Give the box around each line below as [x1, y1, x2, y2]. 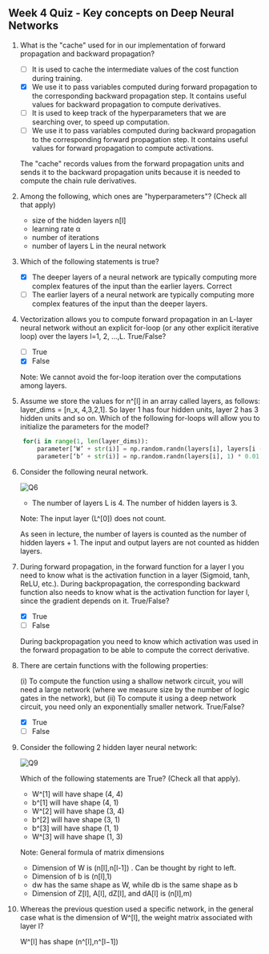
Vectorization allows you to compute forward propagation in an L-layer [19, 315, 253, 324]
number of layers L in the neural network [31, 241, 167, 251]
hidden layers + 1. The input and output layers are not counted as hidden [19, 537, 260, 547]
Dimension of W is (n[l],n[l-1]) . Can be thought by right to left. [31, 863, 236, 873]
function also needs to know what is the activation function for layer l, [19, 587, 250, 597]
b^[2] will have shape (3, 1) [31, 815, 121, 825]
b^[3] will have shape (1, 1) [31, 823, 119, 834]
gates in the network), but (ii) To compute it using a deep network [19, 694, 237, 703]
